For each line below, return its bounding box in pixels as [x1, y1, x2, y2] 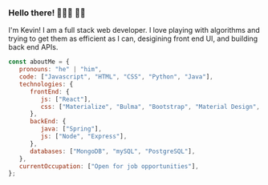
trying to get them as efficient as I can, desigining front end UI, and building [8, 34, 258, 43]
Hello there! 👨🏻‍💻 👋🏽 [8, 7, 86, 18]
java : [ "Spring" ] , [40, 125, 103, 133]
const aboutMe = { [8, 58, 70, 66]
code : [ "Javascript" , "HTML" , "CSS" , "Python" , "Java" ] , [18, 73, 214, 81]
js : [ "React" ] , [40, 95, 91, 103]
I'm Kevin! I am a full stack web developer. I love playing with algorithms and [8, 26, 261, 35]
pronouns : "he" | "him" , [18, 66, 103, 74]
